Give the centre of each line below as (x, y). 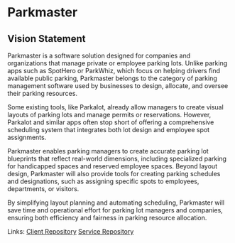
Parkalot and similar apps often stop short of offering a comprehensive (111, 122)
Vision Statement (47, 39)
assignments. (27, 137)
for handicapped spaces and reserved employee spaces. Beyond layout (113, 166)
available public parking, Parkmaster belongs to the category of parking (113, 78)
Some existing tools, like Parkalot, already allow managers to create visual (115, 107)
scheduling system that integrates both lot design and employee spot (109, 130)
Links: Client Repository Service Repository (71, 231)
